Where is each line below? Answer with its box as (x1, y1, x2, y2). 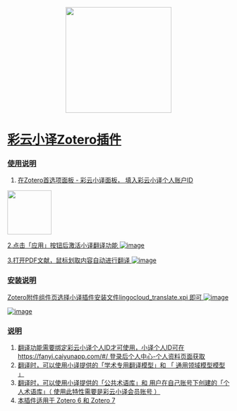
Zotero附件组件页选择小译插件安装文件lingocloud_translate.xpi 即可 (7, 293, 202, 301)
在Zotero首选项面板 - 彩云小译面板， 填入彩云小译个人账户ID (17, 176, 194, 185)
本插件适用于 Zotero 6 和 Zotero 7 (17, 396, 116, 405)
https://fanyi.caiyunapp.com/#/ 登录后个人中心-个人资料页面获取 (17, 352, 206, 361)
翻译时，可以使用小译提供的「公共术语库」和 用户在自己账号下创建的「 (17, 379, 224, 387)
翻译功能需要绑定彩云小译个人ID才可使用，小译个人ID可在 (17, 343, 185, 352)
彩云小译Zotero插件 (7, 132, 122, 148)
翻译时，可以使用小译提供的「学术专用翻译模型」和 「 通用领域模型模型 (17, 361, 226, 369)
